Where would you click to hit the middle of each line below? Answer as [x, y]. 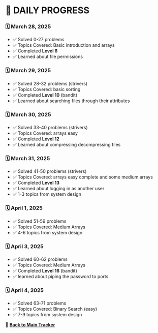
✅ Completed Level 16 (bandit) [45, 270]
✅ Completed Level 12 [36, 139]
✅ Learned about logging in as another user [58, 189]
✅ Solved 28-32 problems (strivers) [50, 83]
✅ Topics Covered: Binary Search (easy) [55, 309]
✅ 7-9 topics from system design [47, 315]
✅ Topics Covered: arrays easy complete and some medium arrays [83, 177]
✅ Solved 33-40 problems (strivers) [50, 128]
